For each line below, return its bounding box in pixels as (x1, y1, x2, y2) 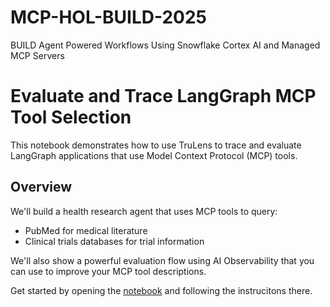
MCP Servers (10, 49, 65, 61)
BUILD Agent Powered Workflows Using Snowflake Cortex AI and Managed (10, 39, 321, 51)
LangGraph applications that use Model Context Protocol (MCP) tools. (10, 149, 298, 161)
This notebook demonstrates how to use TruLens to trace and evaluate (10, 139, 302, 151)
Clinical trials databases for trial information (24, 235, 205, 247)
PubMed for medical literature (24, 224, 148, 236)
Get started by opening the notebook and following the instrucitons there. (10, 284, 313, 296)
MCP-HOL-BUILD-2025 (10, 6, 208, 29)
